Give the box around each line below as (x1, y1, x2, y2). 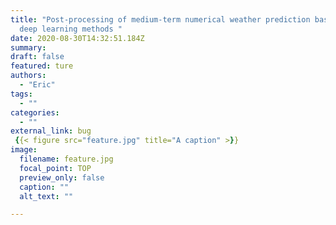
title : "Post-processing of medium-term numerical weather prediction (10, 14, 311, 25)
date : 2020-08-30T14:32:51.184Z (10, 33, 145, 43)
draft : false (10, 52, 65, 62)
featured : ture (10, 61, 74, 71)
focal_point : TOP (19, 163, 92, 173)
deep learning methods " (19, 24, 123, 34)
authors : (10, 71, 47, 81)
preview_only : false (19, 172, 105, 183)
